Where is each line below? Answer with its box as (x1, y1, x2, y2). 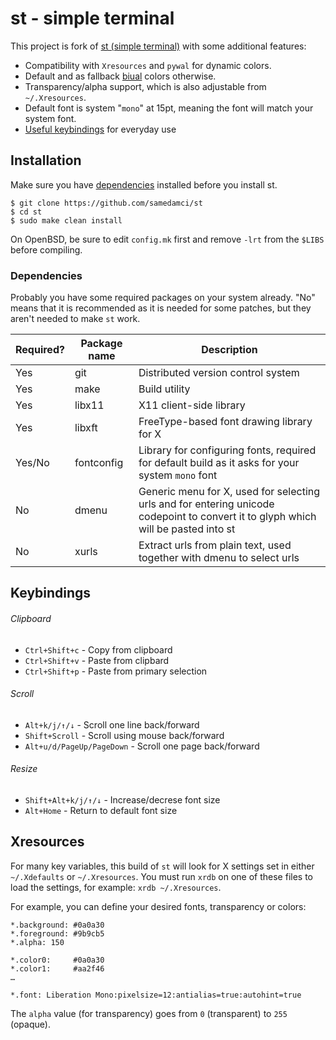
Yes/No (15, 456, 50, 470)
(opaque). (10, 1018, 51, 1030)
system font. (24, 112, 77, 124)
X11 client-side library (138, 398, 246, 412)
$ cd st (10, 207, 43, 217)
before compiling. (10, 243, 83, 256)
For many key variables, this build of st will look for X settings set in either (10, 860, 315, 872)
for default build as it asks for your (138, 456, 300, 470)
